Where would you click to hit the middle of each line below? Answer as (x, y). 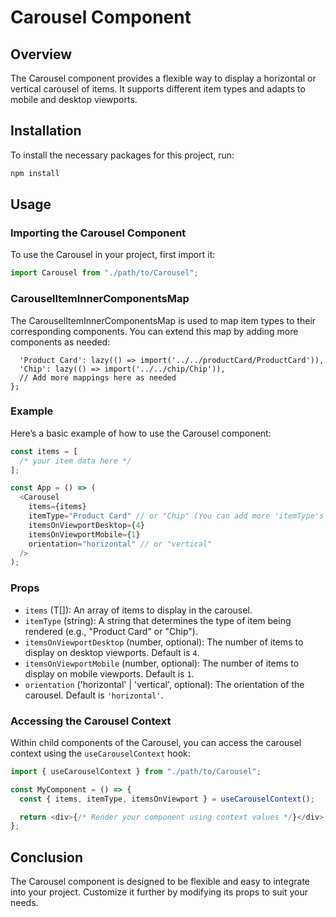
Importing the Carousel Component (98, 233)
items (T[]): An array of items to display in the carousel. (138, 610)
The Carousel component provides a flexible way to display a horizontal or (163, 78)
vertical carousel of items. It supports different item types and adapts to (158, 89)
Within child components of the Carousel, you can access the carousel (156, 742)
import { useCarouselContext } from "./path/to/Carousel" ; (136, 771)
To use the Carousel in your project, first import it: (113, 255)
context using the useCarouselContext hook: (100, 753)
